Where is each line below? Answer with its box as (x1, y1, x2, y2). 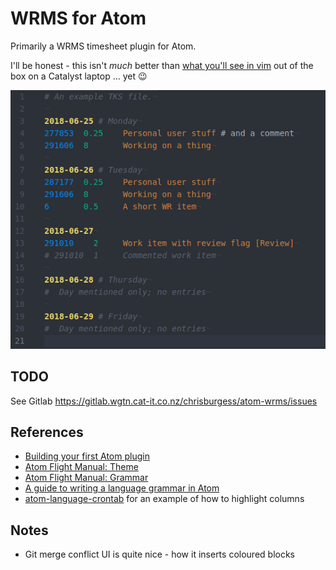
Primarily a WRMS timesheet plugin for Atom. (10, 40, 197, 52)
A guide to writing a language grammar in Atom (24, 482, 220, 494)
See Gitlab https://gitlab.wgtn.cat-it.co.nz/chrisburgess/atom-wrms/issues (10, 395, 318, 407)
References (10, 423, 84, 441)
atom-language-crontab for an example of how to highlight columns (24, 493, 305, 505)
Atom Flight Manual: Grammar (24, 472, 149, 484)
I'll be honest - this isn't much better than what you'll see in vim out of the (10, 59, 314, 71)
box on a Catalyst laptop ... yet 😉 (10, 70, 148, 82)
